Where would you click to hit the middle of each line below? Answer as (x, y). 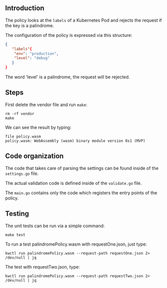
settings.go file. (22, 173)
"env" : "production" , (36, 54)
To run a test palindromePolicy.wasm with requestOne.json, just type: (76, 244)
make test (15, 235)
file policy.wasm (23, 137)
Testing (17, 214)
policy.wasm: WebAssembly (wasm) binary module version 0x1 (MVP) (75, 141)
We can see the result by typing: (38, 127)
